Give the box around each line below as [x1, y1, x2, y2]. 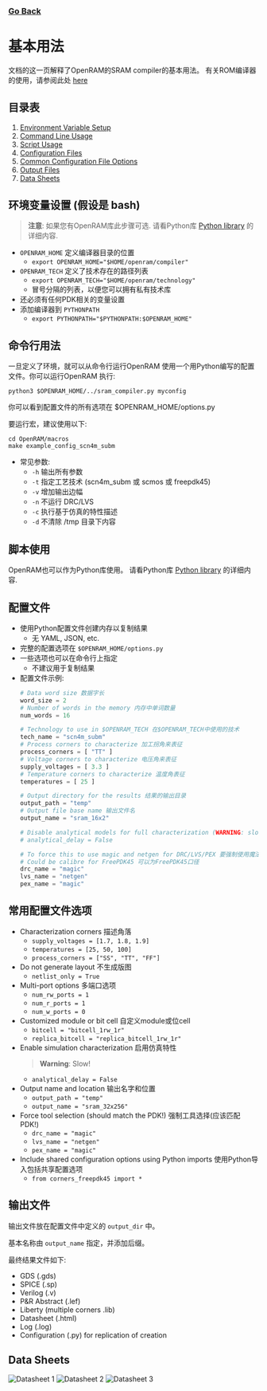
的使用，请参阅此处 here [8, 75, 88, 84]
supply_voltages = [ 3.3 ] [19, 763, 110, 771]
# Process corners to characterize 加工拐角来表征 [19, 741, 183, 749]
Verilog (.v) [19, 1287, 57, 1297]
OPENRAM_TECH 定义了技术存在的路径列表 [19, 266, 149, 276]
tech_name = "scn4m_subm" [19, 733, 106, 741]
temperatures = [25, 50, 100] [31, 945, 133, 953]
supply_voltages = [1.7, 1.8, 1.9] [31, 937, 149, 945]
